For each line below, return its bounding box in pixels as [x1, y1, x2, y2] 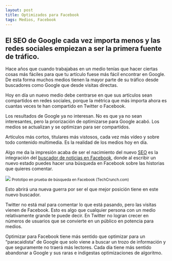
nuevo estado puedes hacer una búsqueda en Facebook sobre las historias [5, 160, 165, 166]
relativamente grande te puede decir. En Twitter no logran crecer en [5, 213, 149, 219]
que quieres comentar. [5, 165, 53, 172]
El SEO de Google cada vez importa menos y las [5, 36, 161, 45]
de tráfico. [5, 52, 40, 61]
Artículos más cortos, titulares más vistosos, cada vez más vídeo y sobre [5, 134, 160, 140]
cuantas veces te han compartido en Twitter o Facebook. [5, 103, 126, 109]
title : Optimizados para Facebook [5, 12, 80, 17]
